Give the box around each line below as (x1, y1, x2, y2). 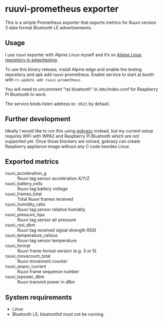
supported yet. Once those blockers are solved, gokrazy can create (5, 138, 141, 144)
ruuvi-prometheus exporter (5, 3, 119, 15)
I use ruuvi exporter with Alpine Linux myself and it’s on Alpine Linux (5, 52, 142, 57)
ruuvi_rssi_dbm (5, 222, 36, 228)
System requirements (5, 293, 72, 302)
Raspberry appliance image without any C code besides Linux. (5, 143, 130, 149)
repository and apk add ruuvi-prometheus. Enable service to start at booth (5, 72, 154, 77)
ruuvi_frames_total (5, 191, 42, 197)
